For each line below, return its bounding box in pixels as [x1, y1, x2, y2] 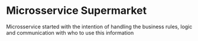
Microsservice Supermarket [6, 4, 147, 17]
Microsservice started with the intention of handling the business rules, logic [6, 23, 193, 30]
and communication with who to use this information [6, 29, 134, 36]
